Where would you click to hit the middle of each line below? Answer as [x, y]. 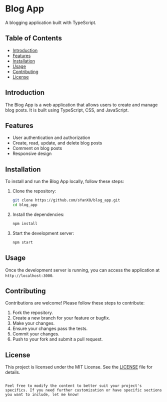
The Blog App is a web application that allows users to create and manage [81, 104]
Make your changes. [33, 323]
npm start [23, 242]
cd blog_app [25, 205]
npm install [25, 223]
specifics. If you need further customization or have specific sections [84, 390]
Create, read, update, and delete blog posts [57, 143]
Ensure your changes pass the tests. [50, 328]
